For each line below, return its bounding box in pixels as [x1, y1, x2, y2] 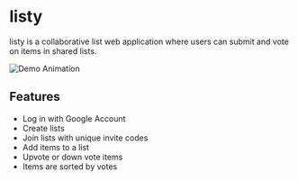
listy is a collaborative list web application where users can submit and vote [9, 36, 290, 47]
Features [9, 89, 60, 104]
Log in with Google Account [22, 113, 126, 123]
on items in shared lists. [9, 45, 97, 56]
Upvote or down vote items [22, 151, 123, 162]
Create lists [22, 122, 65, 133]
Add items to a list [22, 141, 90, 152]
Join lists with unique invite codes [22, 132, 149, 143]
